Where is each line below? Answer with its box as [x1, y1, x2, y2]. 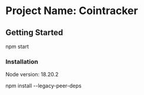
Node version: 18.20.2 [5, 71, 59, 78]
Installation [5, 57, 39, 66]
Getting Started [5, 28, 63, 38]
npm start [5, 43, 29, 50]
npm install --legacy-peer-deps [5, 82, 82, 89]
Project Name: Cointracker [5, 4, 139, 18]
